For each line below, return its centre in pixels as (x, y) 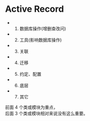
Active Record (34, 9)
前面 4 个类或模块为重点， (31, 107)
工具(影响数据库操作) (41, 40)
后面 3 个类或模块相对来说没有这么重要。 (46, 113)
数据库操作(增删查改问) (43, 29)
